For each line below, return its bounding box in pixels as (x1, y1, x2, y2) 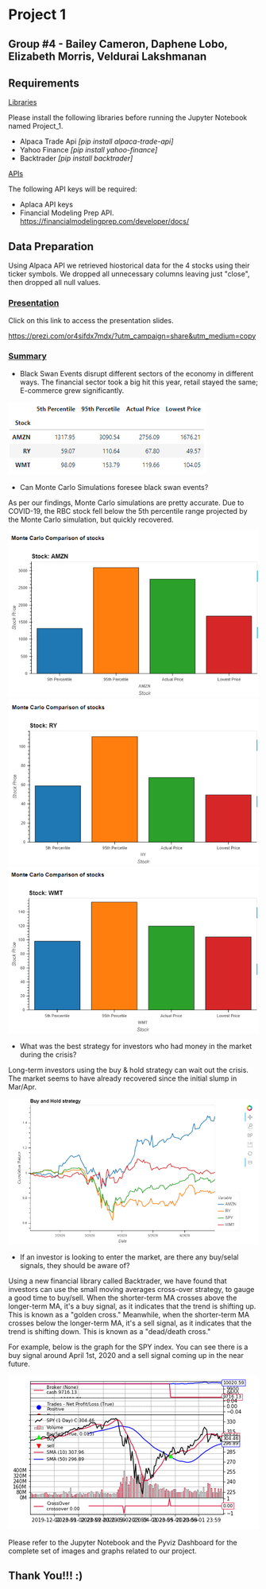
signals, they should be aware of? (19, 1260, 130, 1270)
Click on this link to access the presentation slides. (8, 315, 174, 325)
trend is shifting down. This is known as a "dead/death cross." (8, 1326, 211, 1336)
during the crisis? (19, 1050, 77, 1059)
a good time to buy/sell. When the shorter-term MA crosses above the (8, 1293, 237, 1302)
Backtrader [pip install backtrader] (19, 153, 133, 164)
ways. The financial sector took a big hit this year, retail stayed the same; (19, 377, 258, 387)
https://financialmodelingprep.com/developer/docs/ (19, 217, 190, 226)
